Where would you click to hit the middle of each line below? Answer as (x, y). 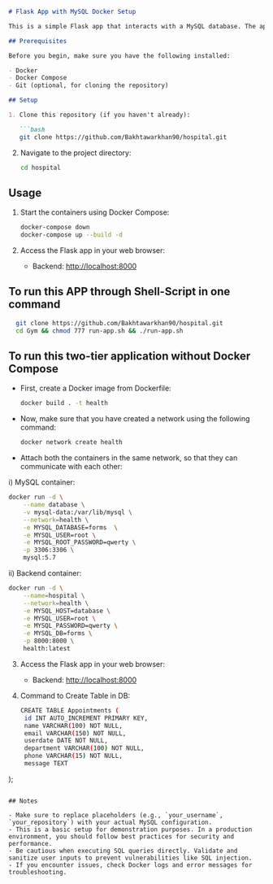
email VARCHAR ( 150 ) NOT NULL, (75, 733)
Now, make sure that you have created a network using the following (135, 419)
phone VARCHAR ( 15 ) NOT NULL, (74, 756)
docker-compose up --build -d (71, 235)
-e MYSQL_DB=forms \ (58, 634)
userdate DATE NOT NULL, (66, 741)
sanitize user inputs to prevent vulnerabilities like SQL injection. (130, 858)
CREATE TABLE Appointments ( (69, 710)
